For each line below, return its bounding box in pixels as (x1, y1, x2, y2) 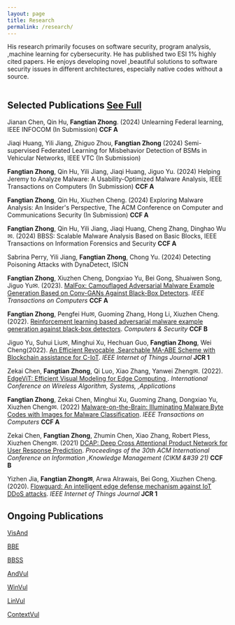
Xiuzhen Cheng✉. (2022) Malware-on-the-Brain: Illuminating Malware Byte (7, 403, 224, 411)
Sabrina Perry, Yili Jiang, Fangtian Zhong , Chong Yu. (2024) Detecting (7, 253, 211, 262)
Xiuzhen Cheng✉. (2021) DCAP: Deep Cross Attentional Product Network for (7, 439, 228, 448)
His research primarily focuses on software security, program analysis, (7, 43, 211, 51)
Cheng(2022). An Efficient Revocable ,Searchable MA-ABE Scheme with (7, 346, 215, 354)
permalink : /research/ (7, 23, 73, 30)
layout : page (7, 10, 45, 18)
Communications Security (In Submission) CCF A (7, 211, 149, 220)
